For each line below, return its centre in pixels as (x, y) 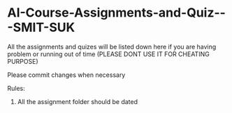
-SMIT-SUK (41, 27)
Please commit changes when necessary (66, 75)
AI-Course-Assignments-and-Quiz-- (116, 13)
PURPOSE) (23, 61)
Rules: (16, 88)
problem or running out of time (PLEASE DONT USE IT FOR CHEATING (108, 54)
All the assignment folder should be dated (78, 101)
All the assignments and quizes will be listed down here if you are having (112, 46)
